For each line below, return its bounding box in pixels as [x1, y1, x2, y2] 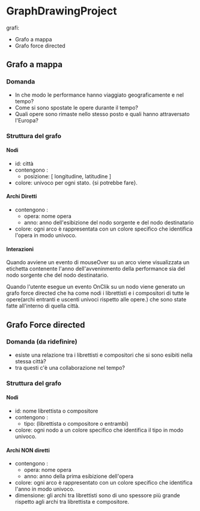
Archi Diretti [6, 193, 37, 200]
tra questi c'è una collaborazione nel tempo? [14, 364, 125, 371]
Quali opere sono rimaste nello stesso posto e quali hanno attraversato [14, 110, 190, 118]
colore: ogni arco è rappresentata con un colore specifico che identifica [14, 225, 193, 232]
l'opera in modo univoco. [14, 231, 77, 238]
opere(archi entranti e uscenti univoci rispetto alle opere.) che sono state [6, 296, 187, 303]
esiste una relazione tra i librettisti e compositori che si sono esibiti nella [14, 351, 193, 358]
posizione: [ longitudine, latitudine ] [23, 172, 112, 180]
